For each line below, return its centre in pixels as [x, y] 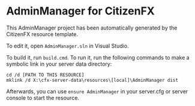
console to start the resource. [43, 98]
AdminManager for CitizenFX [80, 11]
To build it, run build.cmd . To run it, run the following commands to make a [98, 57]
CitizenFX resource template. [42, 34]
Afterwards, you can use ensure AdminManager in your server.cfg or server [97, 91]
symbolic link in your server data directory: [59, 64]
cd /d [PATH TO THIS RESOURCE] [45, 75]
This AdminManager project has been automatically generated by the [92, 28]
